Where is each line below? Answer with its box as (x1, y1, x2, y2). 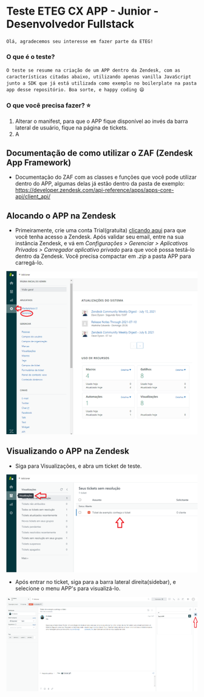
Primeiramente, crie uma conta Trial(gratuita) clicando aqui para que (15, 227, 186, 234)
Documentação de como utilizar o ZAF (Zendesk (6, 148, 193, 158)
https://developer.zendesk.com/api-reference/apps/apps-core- (15, 187, 174, 194)
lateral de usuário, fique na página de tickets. (15, 123, 129, 131)
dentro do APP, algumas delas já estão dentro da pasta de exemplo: (15, 180, 185, 187)
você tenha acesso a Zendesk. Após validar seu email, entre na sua (15, 233, 184, 241)
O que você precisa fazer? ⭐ (6, 102, 91, 110)
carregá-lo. (15, 259, 44, 266)
